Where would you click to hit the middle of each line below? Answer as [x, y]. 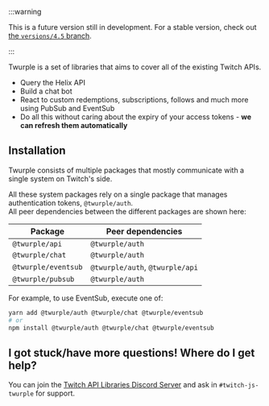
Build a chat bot [46, 91]
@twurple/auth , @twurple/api [145, 267]
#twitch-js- [239, 386]
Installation [37, 151]
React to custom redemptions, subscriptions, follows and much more [134, 99]
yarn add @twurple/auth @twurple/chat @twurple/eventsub [106, 313]
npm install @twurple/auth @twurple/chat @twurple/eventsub [112, 328]
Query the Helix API [53, 83]
